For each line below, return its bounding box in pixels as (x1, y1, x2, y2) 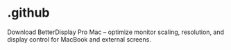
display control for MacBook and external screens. (7, 35, 151, 43)
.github (7, 5, 50, 21)
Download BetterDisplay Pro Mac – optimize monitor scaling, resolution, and (7, 28, 224, 36)
